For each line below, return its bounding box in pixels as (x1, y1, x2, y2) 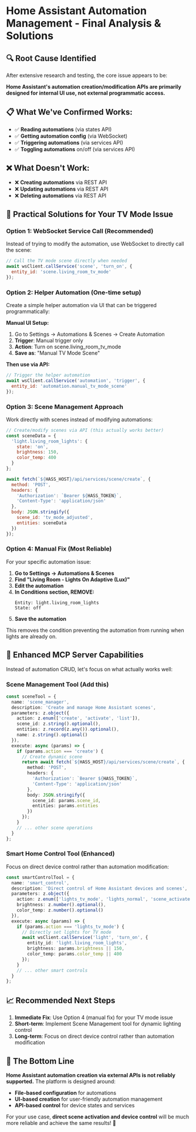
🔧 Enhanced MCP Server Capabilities (6, 650, 144, 660)
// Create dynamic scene (21, 754, 83, 760)
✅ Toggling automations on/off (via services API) (14, 145, 136, 152)
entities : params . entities (32, 803, 99, 809)
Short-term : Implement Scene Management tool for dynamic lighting (14, 1020, 181, 1027)
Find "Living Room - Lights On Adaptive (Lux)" (14, 575, 130, 583)
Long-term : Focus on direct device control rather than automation (14, 1033, 175, 1040)
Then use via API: (6, 361, 50, 368)
